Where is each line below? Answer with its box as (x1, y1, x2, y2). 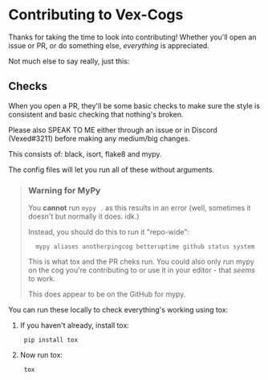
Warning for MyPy (27, 185, 101, 196)
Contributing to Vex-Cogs (8, 6, 184, 24)
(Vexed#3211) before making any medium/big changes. (8, 133, 191, 143)
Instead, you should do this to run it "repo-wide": (27, 227, 190, 237)
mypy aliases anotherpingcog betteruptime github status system (35, 243, 255, 251)
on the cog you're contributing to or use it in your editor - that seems (27, 265, 255, 275)
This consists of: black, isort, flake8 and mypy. (8, 149, 162, 158)
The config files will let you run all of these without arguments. (8, 165, 215, 174)
